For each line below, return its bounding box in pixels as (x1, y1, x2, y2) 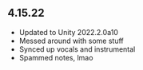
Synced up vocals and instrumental (18, 44, 136, 54)
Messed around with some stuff (18, 36, 125, 45)
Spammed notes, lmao (18, 52, 93, 62)
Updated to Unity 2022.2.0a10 (18, 27, 119, 37)
